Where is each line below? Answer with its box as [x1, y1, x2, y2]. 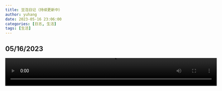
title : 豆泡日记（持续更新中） [5, 7, 62, 12]
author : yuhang [5, 12, 37, 17]
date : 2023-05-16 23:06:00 [5, 16, 62, 21]
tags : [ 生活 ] [5, 26, 31, 31]
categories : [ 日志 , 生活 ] [5, 21, 57, 26]
